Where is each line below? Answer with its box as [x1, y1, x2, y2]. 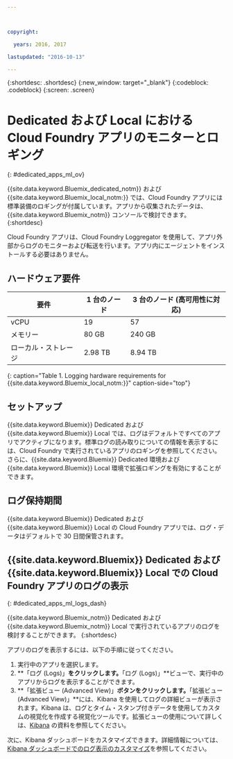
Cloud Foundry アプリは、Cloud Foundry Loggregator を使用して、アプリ [7, 233, 217, 241]
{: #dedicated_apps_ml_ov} [7, 171, 85, 179]
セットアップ [7, 400, 62, 413]
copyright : [7, 28, 39, 35]
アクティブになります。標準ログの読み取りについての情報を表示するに [19, 438, 218, 446]
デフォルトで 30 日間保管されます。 [25, 531, 127, 540]
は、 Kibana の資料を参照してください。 [17, 721, 130, 729]
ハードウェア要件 [7, 272, 80, 284]
